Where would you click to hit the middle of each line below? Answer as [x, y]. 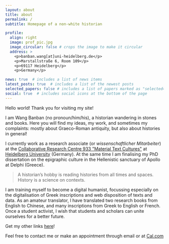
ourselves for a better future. [35, 216]
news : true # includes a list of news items [54, 79]
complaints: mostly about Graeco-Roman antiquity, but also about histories [83, 128]
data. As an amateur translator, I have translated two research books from [81, 200]
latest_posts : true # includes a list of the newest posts [70, 84]
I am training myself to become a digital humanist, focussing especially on [82, 190]
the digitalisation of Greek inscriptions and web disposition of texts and [79, 195]
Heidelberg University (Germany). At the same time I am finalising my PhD [82, 154]
